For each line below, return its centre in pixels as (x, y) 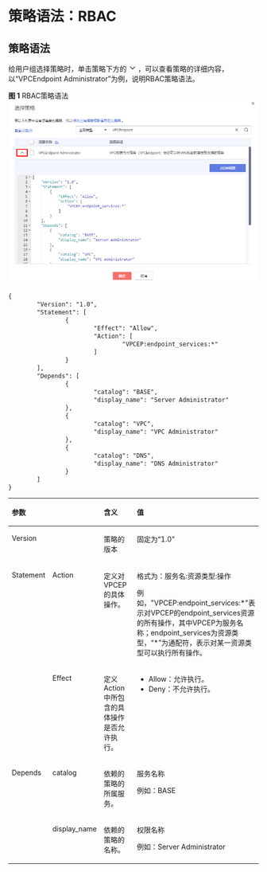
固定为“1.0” (155, 539)
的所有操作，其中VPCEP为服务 (186, 623)
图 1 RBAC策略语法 (39, 96)
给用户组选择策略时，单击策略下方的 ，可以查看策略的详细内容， (118, 69)
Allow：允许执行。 (178, 678)
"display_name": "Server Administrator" (161, 400)
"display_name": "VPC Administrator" (156, 432)
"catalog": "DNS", (124, 456)
